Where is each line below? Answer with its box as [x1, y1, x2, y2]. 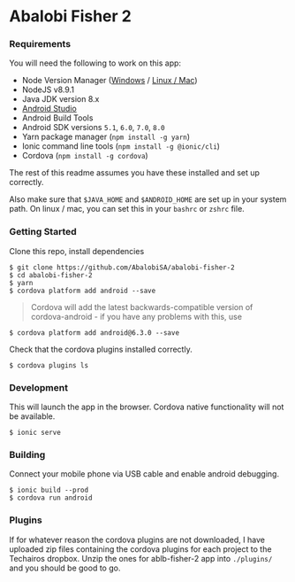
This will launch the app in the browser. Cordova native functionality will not [9, 401, 284, 413]
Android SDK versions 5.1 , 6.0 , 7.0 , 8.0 [21, 122, 165, 133]
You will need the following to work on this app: [9, 58, 182, 68]
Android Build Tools [21, 113, 94, 123]
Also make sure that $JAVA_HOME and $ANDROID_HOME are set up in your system [9, 194, 287, 205]
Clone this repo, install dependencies [9, 245, 145, 256]
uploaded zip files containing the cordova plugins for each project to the [9, 543, 272, 555]
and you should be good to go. [9, 563, 121, 573]
